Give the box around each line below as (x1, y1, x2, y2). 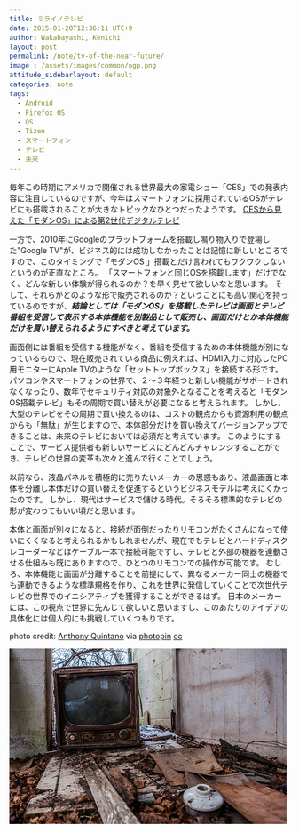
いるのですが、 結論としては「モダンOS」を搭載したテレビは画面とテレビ (16, 300, 284, 311)
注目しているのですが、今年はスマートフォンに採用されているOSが (24, 192, 269, 204)
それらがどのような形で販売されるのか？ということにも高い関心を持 (31, 289, 281, 300)
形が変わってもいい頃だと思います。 (9, 505, 140, 516)
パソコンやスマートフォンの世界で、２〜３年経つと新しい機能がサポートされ (9, 374, 289, 386)
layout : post (9, 43, 58, 52)
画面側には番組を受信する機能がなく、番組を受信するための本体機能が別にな (9, 341, 289, 352)
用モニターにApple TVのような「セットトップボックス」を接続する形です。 (9, 364, 284, 374)
